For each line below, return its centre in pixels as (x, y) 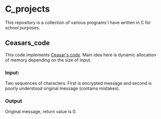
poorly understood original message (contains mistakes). (62, 88)
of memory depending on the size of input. (48, 60)
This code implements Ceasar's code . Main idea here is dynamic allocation (81, 55)
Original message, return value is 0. (41, 112)
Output (14, 101)
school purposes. (23, 27)
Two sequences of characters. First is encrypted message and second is (78, 83)
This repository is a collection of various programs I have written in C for (78, 22)
